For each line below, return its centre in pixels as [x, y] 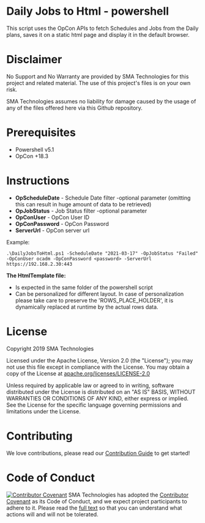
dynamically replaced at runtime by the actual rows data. [87, 307]
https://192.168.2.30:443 [39, 264]
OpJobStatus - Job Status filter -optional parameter [81, 211]
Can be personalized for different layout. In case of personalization [99, 294]
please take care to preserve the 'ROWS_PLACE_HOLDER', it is [94, 300]
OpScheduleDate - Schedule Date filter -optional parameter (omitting [103, 198]
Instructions [38, 181]
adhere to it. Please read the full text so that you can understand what [94, 508]
